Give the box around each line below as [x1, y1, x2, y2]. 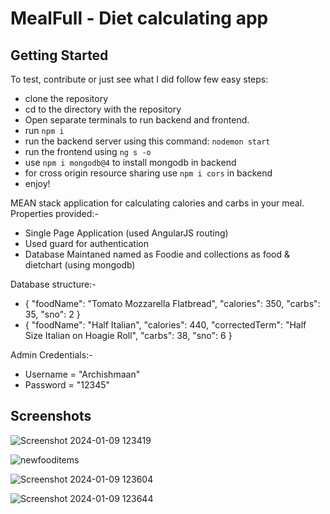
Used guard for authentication [24, 238, 149, 249]
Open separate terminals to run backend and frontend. [24, 114, 250, 126]
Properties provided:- [10, 208, 99, 219]
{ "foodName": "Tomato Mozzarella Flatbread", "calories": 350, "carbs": [24, 298, 321, 309]
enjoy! [24, 178, 51, 189]
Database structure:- [10, 278, 97, 290]
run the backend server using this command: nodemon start [24, 135, 271, 147]
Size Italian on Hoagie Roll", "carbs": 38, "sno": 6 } [24, 330, 233, 341]
